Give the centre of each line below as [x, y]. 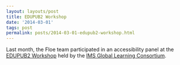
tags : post [19, 28]
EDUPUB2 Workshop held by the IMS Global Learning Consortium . [86, 56]
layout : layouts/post [33, 11]
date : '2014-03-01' [30, 22]
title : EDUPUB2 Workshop [36, 17]
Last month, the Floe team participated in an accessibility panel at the [90, 49]
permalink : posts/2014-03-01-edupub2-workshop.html [70, 33]
